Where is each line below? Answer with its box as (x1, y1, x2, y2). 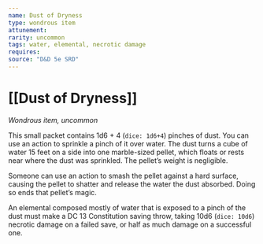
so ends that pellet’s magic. (8, 187, 97, 197)
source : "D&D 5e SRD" (8, 56, 80, 64)
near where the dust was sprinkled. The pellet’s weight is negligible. (8, 155, 228, 165)
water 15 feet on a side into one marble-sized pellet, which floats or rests (8, 147, 245, 157)
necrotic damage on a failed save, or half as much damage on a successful (8, 220, 252, 229)
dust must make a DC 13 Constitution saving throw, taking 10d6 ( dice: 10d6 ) (8, 211, 255, 220)
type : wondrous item (8, 19, 76, 27)
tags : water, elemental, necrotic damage (8, 41, 146, 49)
